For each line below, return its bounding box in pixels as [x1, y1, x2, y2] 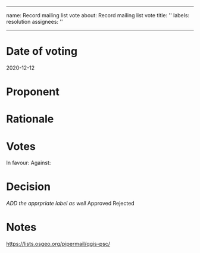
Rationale [6, 113, 54, 126]
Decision [6, 180, 51, 193]
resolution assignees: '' [6, 18, 64, 25]
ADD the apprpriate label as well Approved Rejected [6, 200, 135, 207]
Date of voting [6, 45, 78, 58]
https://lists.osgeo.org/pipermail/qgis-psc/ [6, 240, 111, 248]
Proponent [6, 85, 60, 99]
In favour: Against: [6, 159, 51, 167]
